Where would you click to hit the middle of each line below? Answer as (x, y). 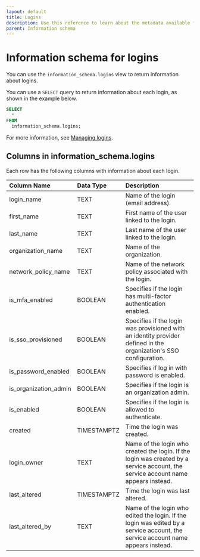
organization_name (36, 250)
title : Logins (24, 17)
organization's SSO (152, 351)
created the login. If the (158, 451)
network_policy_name (40, 271)
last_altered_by (30, 527)
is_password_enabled (39, 372)
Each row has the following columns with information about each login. (93, 171)
